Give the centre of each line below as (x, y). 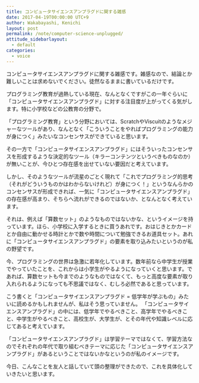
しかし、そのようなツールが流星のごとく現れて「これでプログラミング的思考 (99, 176)
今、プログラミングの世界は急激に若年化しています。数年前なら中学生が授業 (99, 261)
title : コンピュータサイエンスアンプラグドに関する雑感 (66, 12)
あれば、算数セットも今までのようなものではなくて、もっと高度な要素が (94, 276)
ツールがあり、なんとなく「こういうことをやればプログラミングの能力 (108, 129)
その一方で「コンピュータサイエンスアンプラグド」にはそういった (87, 149)
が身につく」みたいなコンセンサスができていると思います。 (79, 136)
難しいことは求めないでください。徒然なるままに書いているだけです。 (91, 81)
